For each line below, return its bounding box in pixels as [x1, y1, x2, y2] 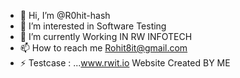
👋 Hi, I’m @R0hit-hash [19, 10, 111, 21]
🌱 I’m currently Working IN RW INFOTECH [19, 31, 193, 42]
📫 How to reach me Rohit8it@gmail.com [19, 42, 188, 54]
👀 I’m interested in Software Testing [19, 20, 167, 32]
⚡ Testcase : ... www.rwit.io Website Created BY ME [19, 57, 231, 69]
